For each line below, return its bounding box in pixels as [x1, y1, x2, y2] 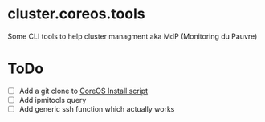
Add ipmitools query [18, 95, 87, 104]
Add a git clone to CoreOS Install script [18, 86, 149, 96]
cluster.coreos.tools [7, 5, 145, 23]
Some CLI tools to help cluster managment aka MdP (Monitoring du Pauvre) [7, 31, 258, 41]
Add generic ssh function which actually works [18, 104, 175, 113]
